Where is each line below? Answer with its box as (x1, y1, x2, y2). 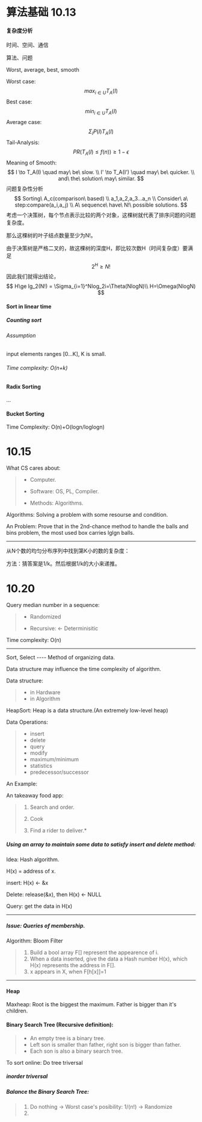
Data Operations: (6, 718, 49, 726)
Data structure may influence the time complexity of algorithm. (6, 665, 161, 673)
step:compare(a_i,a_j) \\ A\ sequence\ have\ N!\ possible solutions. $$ (14, 201, 188, 208)
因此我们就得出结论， (6, 273, 59, 280)
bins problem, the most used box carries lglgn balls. (6, 529, 135, 537)
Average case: (6, 118, 42, 125)
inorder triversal (6, 1073, 48, 1080)
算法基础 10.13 (6, 5, 76, 19)
